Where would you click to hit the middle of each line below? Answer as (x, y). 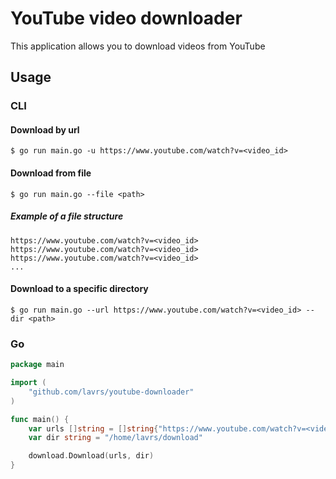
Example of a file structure (67, 216)
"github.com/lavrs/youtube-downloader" (111, 392)
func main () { (40, 419)
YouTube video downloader (126, 18)
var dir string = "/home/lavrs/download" (115, 438)
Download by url (45, 129)
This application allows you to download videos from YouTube (138, 46)
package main (37, 365)
